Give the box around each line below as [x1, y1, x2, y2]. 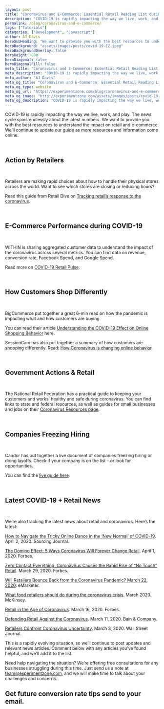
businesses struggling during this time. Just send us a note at [5, 665, 129, 671]
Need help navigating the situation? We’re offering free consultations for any [5, 660, 159, 665]
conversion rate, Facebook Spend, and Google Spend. [5, 255, 114, 261]
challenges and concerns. [5, 676, 58, 681]
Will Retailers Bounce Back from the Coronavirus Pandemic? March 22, [5, 577, 148, 583]
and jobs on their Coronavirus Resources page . [5, 406, 100, 412]
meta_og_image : [5, 93, 36, 98]
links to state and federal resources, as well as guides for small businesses [5, 401, 155, 407]
